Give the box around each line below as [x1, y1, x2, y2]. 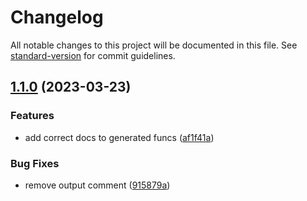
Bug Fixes [10, 156, 60, 170]
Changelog [10, 6, 104, 29]
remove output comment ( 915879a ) [24, 179, 171, 191]
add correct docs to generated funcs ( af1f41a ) [24, 131, 215, 143]
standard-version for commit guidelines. [10, 49, 176, 61]
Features [10, 109, 55, 123]
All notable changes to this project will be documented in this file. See [10, 39, 298, 51]
